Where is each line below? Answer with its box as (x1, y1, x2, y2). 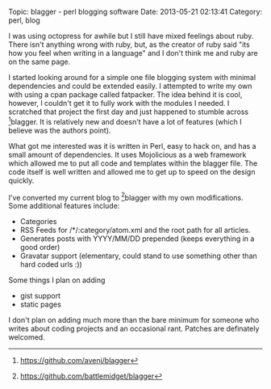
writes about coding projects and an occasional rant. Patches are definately (8, 323, 260, 334)
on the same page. (8, 57, 71, 66)
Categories (19, 217, 57, 226)
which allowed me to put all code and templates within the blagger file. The (8, 158, 258, 168)
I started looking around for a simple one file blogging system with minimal (8, 73, 256, 82)
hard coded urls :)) (19, 260, 82, 269)
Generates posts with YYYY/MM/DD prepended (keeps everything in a (19, 234, 255, 243)
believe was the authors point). (8, 125, 111, 135)
